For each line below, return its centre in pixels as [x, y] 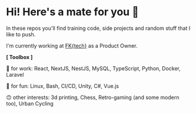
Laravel [15, 74]
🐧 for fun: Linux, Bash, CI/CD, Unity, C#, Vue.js [63, 86]
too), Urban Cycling [30, 103]
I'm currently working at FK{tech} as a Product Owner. [72, 46]
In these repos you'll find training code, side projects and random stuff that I [98, 28]
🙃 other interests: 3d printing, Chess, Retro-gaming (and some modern [93, 97]
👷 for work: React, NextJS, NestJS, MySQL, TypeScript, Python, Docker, [94, 68]
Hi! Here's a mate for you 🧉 [73, 12]
